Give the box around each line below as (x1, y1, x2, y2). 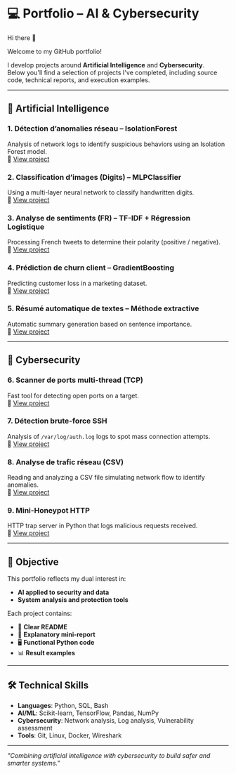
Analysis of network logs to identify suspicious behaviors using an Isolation (7, 140, 225, 148)
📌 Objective (7, 556, 59, 568)
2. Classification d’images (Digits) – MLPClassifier (7, 172, 181, 182)
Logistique (7, 222, 44, 232)
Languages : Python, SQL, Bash (17, 702, 109, 710)
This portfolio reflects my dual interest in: (7, 575, 126, 583)
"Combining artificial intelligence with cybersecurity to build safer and (7, 752, 211, 760)
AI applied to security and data (17, 588, 110, 597)
